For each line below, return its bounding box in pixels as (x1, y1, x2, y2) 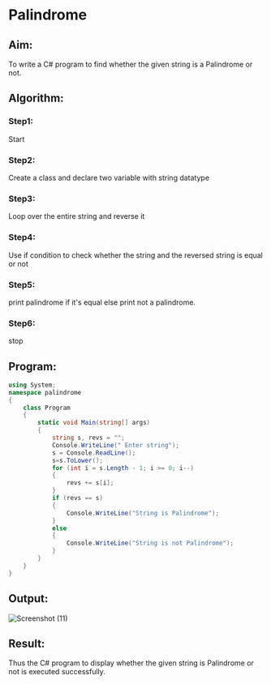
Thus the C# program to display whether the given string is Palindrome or (8, 658, 254, 668)
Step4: (8, 232, 37, 243)
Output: (8, 592, 49, 605)
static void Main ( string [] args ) (37, 419, 151, 427)
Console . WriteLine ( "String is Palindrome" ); (66, 509, 220, 517)
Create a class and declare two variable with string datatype (8, 173, 209, 182)
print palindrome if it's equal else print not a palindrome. (8, 297, 196, 307)
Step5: (8, 279, 36, 290)
